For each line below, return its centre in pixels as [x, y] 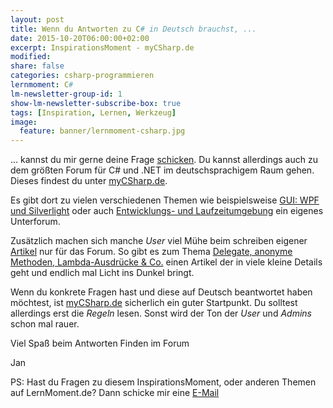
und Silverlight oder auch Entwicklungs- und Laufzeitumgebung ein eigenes [167, 211]
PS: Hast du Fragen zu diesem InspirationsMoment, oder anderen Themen [163, 382]
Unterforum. [35, 222]
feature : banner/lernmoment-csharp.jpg [102, 131]
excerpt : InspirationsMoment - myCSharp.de [102, 47]
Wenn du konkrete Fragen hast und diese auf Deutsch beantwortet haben [161, 292]
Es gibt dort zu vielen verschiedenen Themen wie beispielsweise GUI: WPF [165, 200]
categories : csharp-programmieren [82, 76]
